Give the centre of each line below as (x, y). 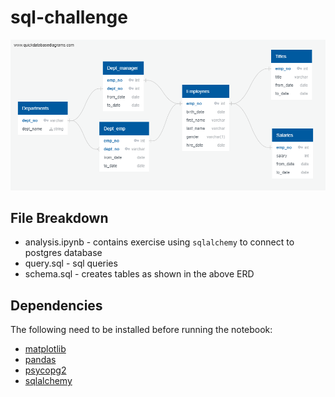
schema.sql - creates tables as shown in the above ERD (139, 274)
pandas (40, 360)
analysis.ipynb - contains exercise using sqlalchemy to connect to (159, 242)
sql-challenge (69, 17)
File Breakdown (59, 217)
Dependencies (56, 305)
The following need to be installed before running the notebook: (141, 330)
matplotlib (45, 349)
